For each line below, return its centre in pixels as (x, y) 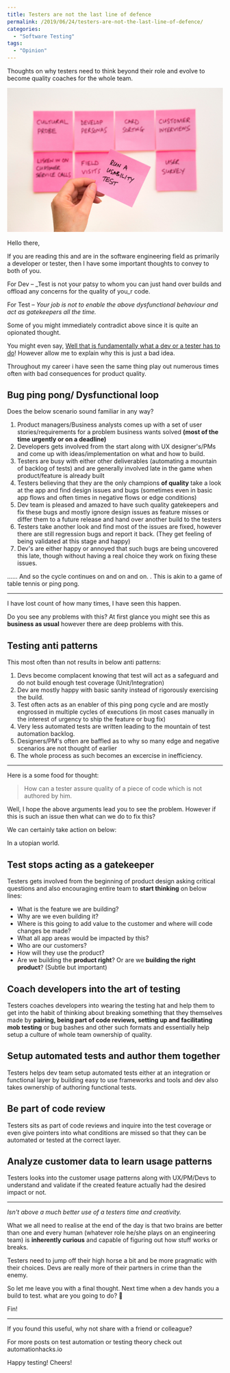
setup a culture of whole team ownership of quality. (80, 1034)
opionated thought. (34, 332)
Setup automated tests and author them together (114, 1056)
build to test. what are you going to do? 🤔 (65, 1296)
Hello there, (23, 243)
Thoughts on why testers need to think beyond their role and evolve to (106, 71)
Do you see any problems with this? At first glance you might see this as (108, 617)
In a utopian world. (34, 843)
